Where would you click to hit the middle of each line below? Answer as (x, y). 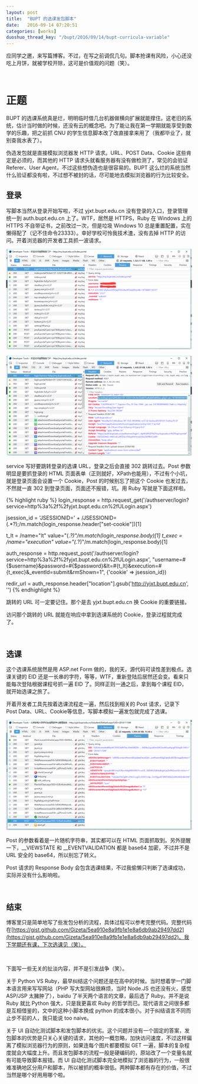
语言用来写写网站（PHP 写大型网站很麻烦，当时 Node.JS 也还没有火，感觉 (101, 989)
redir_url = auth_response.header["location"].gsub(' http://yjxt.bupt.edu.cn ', (98, 584)
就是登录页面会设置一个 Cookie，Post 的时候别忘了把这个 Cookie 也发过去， (99, 481)
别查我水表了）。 (26, 140)
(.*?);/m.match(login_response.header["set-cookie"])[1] (74, 524)
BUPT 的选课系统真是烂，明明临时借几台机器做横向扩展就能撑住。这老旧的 (96, 118)
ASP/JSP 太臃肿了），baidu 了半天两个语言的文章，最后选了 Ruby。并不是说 (98, 996)
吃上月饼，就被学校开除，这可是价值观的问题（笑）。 (69, 63)
